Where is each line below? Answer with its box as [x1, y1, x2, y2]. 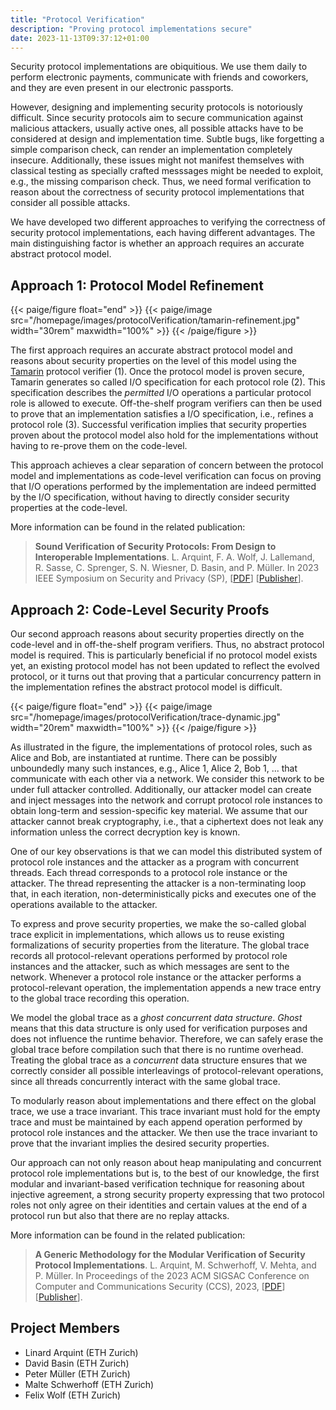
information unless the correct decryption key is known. [10, 826, 241, 838]
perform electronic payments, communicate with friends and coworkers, [10, 71, 309, 83]
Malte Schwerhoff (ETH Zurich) [24, 1378, 155, 1390]
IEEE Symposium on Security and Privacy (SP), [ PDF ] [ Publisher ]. [34, 572, 304, 585]
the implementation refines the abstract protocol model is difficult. [10, 681, 283, 693]
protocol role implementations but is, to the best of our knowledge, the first [10, 1167, 320, 1179]
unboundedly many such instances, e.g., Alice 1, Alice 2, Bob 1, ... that [10, 762, 298, 774]
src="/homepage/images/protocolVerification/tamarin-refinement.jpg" [10, 314, 300, 326]
